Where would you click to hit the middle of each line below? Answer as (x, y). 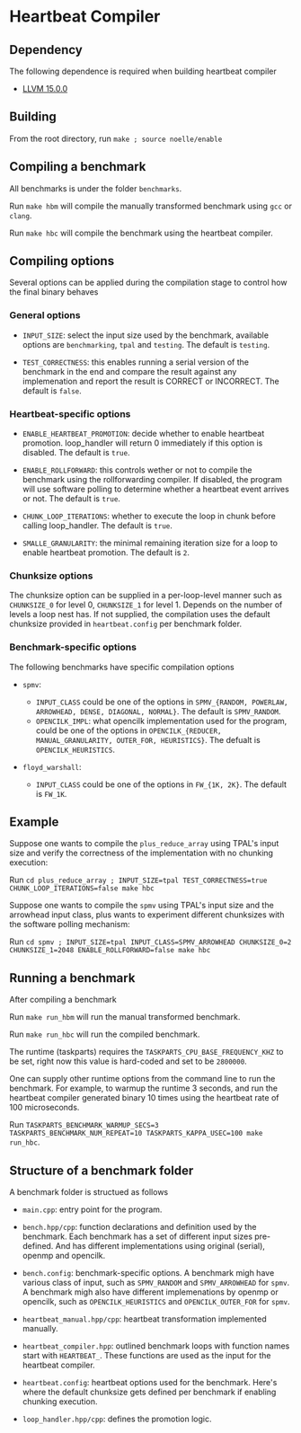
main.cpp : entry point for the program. (92, 1209)
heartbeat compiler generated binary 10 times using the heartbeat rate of (144, 1098)
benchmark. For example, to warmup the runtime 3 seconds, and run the (144, 1088)
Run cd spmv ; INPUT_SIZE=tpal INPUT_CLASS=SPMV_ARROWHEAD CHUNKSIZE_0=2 (150, 942)
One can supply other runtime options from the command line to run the (142, 1079)
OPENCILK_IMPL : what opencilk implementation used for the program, (161, 721)
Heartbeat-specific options (70, 413)
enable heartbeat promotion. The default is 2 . (106, 553)
